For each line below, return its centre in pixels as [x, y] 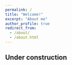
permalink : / [19, 10]
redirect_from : [21, 28]
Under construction [36, 58]
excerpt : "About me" [27, 19]
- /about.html [24, 38]
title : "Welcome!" [24, 14]
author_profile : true [28, 24]
